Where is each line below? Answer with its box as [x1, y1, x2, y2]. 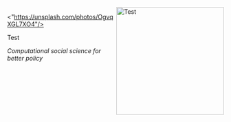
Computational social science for [7, 47, 102, 54]
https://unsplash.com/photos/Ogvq [13, 13, 113, 21]
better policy [7, 54, 43, 62]
